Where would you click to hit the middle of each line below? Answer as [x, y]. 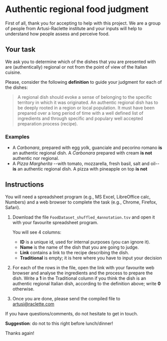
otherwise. [23, 289]
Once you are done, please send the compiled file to [66, 298]
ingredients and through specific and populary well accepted [80, 118]
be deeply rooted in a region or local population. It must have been [86, 108]
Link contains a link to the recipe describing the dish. [74, 252]
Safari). [13, 207]
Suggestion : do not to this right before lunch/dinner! [59, 323]
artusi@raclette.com [33, 304]
